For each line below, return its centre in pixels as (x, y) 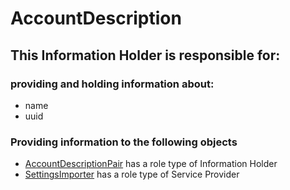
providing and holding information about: (112, 84)
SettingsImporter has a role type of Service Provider (132, 174)
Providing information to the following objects (124, 142)
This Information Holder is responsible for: (145, 55)
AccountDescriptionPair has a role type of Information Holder (151, 164)
